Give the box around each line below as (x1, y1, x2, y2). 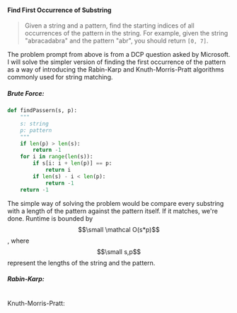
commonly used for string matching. (7, 73, 113, 82)
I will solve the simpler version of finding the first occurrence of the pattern (7, 57, 226, 67)
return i (45, 167, 71, 174)
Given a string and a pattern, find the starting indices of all (24, 21, 195, 30)
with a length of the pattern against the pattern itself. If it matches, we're (7, 207, 218, 215)
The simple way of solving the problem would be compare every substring (7, 199, 224, 207)
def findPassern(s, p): (7, 107, 78, 114)
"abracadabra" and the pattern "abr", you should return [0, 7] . (24, 36, 209, 45)
